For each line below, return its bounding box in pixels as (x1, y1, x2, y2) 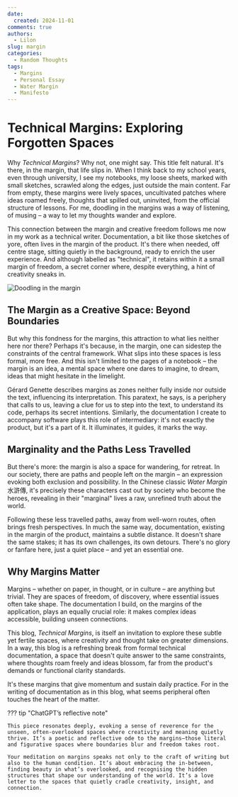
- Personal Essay (13, 76, 65, 84)
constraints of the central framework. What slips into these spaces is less (7, 349, 222, 358)
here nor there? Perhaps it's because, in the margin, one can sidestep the (7, 341, 222, 350)
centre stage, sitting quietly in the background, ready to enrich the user (7, 247, 215, 256)
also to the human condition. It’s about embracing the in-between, (7, 759, 214, 767)
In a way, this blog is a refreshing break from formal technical (7, 643, 186, 652)
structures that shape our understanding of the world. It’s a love (7, 771, 214, 779)
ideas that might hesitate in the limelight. (7, 371, 126, 380)
